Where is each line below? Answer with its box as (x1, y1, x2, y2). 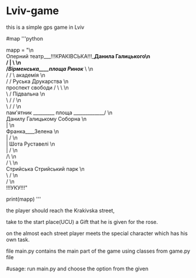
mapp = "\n (6, 46, 34, 54)
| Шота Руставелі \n (6, 140, 55, 147)
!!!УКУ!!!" (6, 184, 28, 191)
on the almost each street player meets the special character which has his (6, 230, 188, 237)
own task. (6, 236, 30, 243)
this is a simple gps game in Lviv (6, 24, 85, 31)
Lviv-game (6, 4, 59, 18)
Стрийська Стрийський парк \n (6, 165, 85, 172)
